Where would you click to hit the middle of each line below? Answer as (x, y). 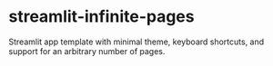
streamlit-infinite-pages (101, 17)
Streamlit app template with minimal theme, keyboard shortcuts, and (136, 42)
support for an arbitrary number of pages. (87, 51)
